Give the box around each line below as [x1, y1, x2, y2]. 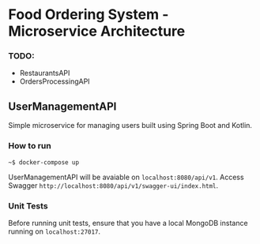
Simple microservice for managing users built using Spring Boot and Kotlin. [8, 121, 253, 130]
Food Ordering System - [8, 6, 169, 24]
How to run [8, 141, 51, 152]
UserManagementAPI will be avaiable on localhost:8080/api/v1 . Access [8, 172, 244, 182]
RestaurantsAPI [19, 69, 70, 78]
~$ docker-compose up [8, 158, 80, 167]
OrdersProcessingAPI [19, 77, 90, 86]
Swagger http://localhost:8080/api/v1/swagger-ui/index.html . [8, 180, 219, 190]
